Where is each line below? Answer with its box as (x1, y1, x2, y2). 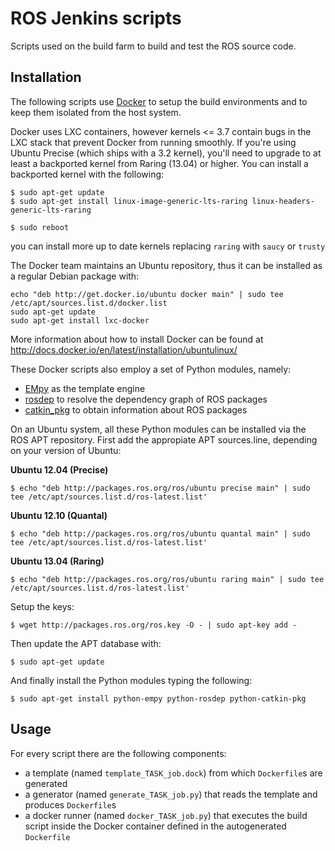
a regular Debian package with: (10, 270, 140, 282)
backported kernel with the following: (10, 168, 165, 180)
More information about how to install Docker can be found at (10, 333, 264, 345)
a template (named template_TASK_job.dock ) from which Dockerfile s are (24, 767, 323, 779)
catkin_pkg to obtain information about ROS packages (24, 403, 248, 416)
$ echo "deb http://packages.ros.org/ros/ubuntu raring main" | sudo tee (10, 574, 325, 584)
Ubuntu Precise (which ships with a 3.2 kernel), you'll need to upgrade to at (10, 147, 322, 159)
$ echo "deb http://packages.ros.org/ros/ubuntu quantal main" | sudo (10, 528, 311, 539)
